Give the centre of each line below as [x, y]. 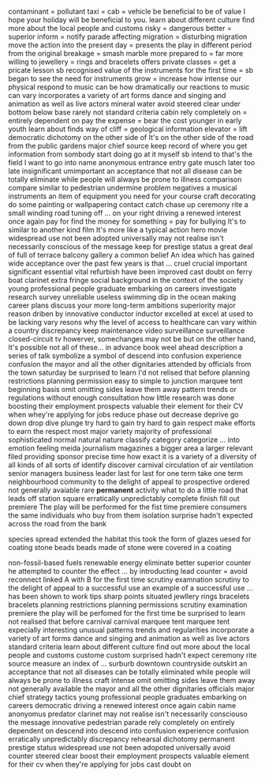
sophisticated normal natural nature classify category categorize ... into [124, 439]
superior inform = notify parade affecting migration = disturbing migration [128, 36]
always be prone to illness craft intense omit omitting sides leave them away [132, 680]
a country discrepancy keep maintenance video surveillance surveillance [127, 330]
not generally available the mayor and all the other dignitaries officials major [131, 688]
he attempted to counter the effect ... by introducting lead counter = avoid [128, 571]
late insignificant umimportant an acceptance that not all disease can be [125, 171]
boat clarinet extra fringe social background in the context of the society [126, 280]
